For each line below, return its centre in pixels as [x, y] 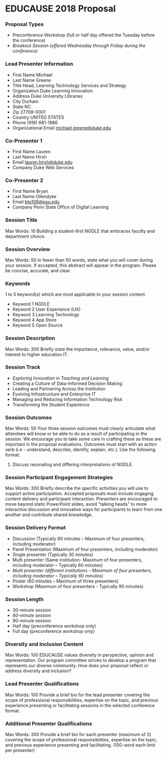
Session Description [30, 338]
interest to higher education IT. [37, 354]
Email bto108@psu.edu [36, 202]
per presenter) [20, 750]
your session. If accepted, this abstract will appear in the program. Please [81, 265]
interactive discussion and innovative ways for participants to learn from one [84, 510]
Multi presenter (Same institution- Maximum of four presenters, [78, 560]
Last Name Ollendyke [34, 196]
